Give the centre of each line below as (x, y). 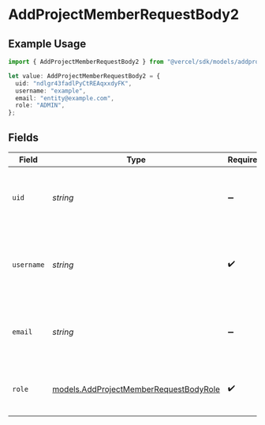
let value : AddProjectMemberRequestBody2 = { (84, 76)
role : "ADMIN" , (40, 105)
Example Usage (47, 44)
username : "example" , (51, 91)
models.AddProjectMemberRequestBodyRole (136, 389)
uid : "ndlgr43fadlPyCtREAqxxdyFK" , (74, 83)
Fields (24, 137)
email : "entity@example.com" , (65, 98)
